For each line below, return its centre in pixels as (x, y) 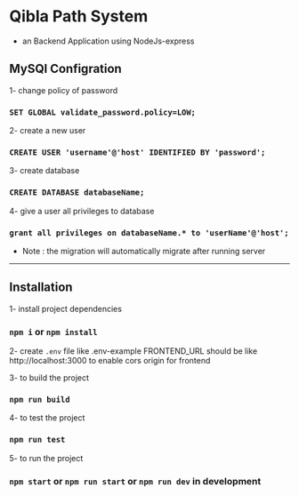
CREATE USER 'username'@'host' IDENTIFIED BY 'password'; (137, 152)
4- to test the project (47, 418)
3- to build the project (49, 378)
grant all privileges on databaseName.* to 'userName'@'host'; (149, 232)
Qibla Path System (79, 16)
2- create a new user (48, 131)
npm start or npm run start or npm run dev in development (135, 481)
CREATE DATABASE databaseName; (77, 192)
